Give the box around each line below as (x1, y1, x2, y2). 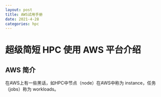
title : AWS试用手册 (5, 12, 43, 17)
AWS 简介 (5, 65, 36, 74)
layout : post (5, 7, 33, 12)
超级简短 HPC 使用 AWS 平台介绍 (5, 44, 141, 55)
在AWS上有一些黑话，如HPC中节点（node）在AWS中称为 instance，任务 (5, 80, 156, 86)
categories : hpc (5, 21, 39, 26)
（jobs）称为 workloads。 (5, 86, 59, 92)
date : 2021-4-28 (5, 16, 39, 21)
